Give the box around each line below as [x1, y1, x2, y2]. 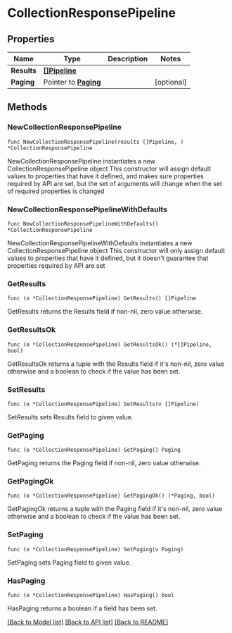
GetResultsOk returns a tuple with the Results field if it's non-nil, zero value [7, 359, 225, 368]
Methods [7, 101, 48, 113]
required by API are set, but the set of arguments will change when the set [7, 179, 223, 188]
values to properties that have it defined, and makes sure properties [7, 171, 204, 180]
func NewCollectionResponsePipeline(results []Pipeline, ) [7, 138, 184, 145]
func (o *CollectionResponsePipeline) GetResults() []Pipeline [7, 295, 197, 302]
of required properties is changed [7, 187, 105, 195]
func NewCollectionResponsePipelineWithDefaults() [7, 220, 159, 227]
